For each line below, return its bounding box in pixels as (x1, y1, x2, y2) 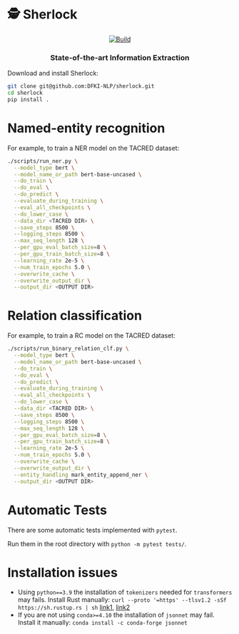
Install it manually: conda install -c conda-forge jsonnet (17, 618, 188, 627)
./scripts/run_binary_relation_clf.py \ (7, 345, 130, 353)
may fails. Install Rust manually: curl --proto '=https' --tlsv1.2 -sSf (17, 595, 227, 604)
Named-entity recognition (7, 120, 166, 136)
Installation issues (7, 564, 118, 580)
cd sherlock (7, 89, 43, 97)
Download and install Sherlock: (7, 69, 98, 78)
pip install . (7, 96, 50, 103)
